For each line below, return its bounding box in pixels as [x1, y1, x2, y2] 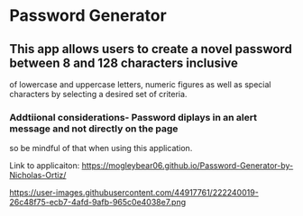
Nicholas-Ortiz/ [9, 170, 67, 181]
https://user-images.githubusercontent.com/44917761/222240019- [9, 187, 259, 198]
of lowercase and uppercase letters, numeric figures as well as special [9, 79, 271, 90]
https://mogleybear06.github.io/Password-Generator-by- [81, 160, 294, 171]
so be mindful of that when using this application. [9, 143, 193, 154]
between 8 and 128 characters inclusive [9, 55, 239, 70]
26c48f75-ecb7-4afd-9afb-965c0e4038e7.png [9, 197, 187, 208]
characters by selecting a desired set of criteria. [9, 89, 188, 99]
